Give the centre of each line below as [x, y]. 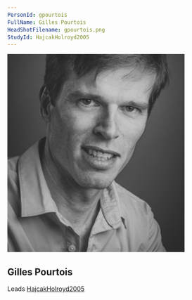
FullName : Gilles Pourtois [47, 22]
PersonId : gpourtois [38, 15]
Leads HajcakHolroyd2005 [46, 289]
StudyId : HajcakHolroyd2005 [49, 37]
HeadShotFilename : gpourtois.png [56, 30]
